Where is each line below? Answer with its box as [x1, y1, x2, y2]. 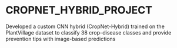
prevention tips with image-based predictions [5, 35, 116, 42]
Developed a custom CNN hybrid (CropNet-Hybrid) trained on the [5, 23, 165, 30]
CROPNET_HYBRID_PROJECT [5, 4, 152, 17]
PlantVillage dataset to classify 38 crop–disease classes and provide [5, 29, 172, 36]
